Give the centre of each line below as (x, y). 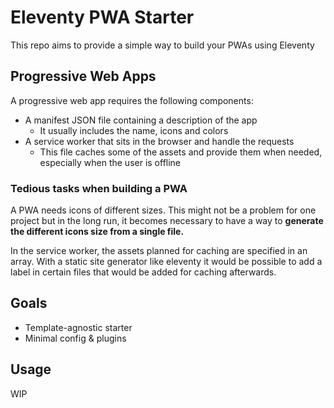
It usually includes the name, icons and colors (134, 130)
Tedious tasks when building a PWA (99, 188)
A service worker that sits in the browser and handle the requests (159, 141)
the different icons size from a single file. (97, 232)
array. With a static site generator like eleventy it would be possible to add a (166, 262)
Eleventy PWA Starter (102, 17)
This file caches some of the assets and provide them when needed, (181, 152)
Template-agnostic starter (78, 327)
